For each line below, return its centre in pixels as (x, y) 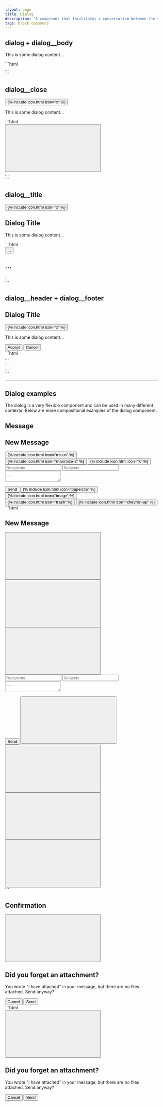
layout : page (18, 10)
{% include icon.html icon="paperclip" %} (59, 489)
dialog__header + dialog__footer (55, 298)
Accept (14, 347)
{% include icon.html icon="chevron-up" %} (117, 502)
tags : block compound (27, 23)
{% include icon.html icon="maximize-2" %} (46, 461)
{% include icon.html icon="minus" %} (41, 455)
